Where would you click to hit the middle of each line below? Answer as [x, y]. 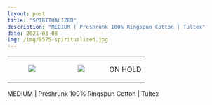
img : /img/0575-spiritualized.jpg [58, 40]
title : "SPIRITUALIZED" [42, 20]
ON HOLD [125, 69]
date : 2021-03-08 [33, 33]
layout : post [26, 14]
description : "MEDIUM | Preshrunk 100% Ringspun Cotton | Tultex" [106, 27]
